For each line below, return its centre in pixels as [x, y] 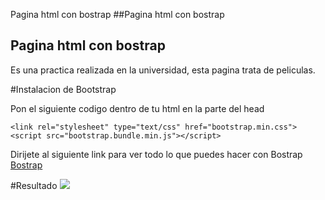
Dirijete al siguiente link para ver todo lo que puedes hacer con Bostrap [156, 154]
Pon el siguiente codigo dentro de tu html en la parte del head [137, 108]
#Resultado [34, 185]
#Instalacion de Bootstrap [63, 89]
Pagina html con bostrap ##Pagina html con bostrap [117, 14]
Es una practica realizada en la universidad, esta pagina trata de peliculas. [163, 70]
